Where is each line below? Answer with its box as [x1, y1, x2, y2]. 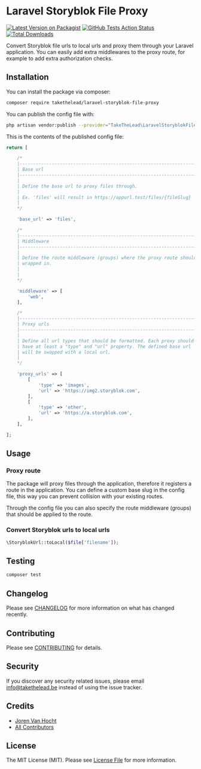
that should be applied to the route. [6, 511, 93, 518]
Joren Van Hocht [14, 717, 57, 724]
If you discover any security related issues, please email [6, 677, 145, 684]
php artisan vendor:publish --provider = [6, 122, 109, 128]
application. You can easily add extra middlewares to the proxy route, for [6, 48, 185, 55]
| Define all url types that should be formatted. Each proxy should [17, 337, 194, 344]
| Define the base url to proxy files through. [17, 183, 138, 189]
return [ [6, 144, 28, 150]
